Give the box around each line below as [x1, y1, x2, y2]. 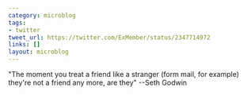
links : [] [8, 41, 41, 49]
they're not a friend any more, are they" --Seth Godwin [8, 78, 188, 87]
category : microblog [8, 11, 77, 20]
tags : [8, 19, 26, 27]
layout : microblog [8, 48, 69, 56]
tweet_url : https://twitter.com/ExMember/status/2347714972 [8, 33, 211, 42]
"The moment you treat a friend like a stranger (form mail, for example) [8, 70, 240, 79]
